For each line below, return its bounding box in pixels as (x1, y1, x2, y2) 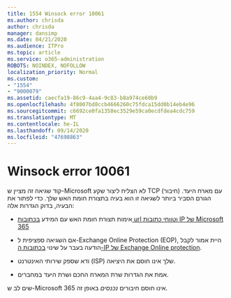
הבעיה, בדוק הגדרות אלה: (7, 202, 75, 210)
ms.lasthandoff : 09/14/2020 (7, 127, 89, 134)
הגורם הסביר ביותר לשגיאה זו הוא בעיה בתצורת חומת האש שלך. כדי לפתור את (7, 194, 211, 202)
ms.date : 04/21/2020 (7, 36, 68, 43)
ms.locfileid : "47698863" (7, 133, 82, 140)
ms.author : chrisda (7, 17, 64, 24)
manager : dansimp (7, 29, 58, 37)
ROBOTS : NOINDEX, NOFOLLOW (7, 62, 86, 69)
